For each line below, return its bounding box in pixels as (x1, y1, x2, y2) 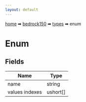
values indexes (7, 88, 42, 95)
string (46, 80, 60, 87)
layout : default (5, 7, 38, 12)
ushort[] (46, 88, 66, 95)
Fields (5, 58, 25, 66)
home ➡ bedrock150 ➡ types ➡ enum (5, 21, 82, 27)
